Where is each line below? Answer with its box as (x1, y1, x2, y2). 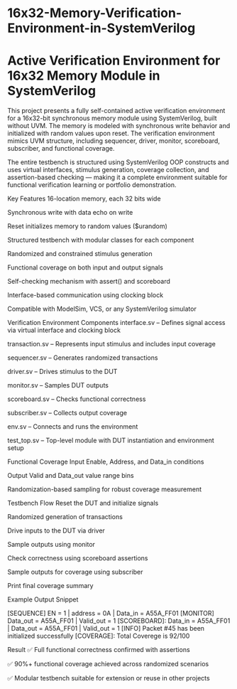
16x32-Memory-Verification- (7, 5, 182, 21)
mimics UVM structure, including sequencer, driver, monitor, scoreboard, (7, 137, 220, 145)
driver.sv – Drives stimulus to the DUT (7, 368, 118, 376)
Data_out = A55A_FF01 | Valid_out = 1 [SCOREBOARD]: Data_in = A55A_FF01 (7, 616, 231, 625)
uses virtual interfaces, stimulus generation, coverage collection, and (7, 166, 209, 174)
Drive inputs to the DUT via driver (7, 526, 105, 535)
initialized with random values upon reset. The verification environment (7, 129, 215, 138)
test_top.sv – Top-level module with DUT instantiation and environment (7, 436, 214, 445)
